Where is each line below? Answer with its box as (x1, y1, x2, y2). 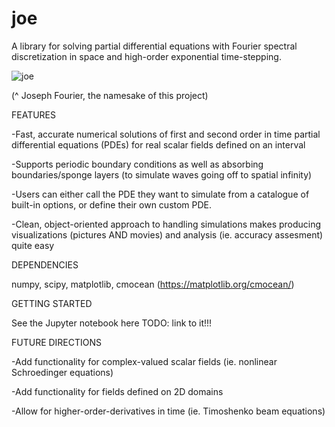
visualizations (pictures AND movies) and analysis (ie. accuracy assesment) (11, 228, 324, 241)
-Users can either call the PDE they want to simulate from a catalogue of (11, 188, 310, 200)
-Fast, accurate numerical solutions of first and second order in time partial (11, 128, 321, 140)
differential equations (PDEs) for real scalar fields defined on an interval (11, 138, 306, 151)
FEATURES (11, 108, 57, 121)
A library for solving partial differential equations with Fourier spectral (11, 40, 298, 52)
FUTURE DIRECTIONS (11, 336, 103, 348)
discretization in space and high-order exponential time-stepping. (11, 50, 282, 62)
